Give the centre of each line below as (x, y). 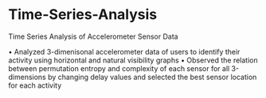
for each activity (35, 85)
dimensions (27, 77)
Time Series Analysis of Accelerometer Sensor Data (93, 36)
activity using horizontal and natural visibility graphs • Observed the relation (133, 60)
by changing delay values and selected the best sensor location (152, 77)
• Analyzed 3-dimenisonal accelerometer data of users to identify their (124, 51)
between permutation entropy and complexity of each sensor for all (119, 68)
